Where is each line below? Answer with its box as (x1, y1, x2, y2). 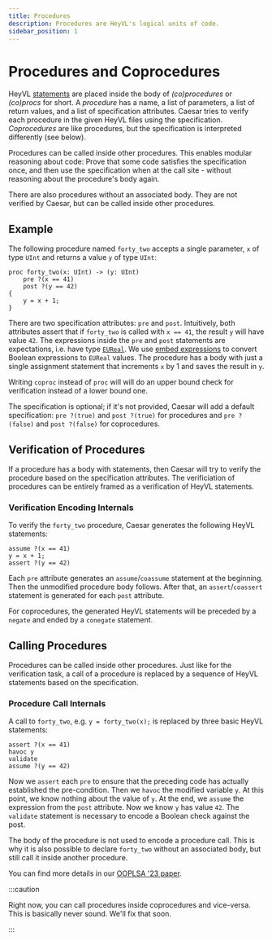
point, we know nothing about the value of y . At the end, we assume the (8, 794, 244, 803)
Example (8, 222, 54, 236)
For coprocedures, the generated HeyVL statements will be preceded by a (8, 606, 257, 616)
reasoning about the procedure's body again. (8, 174, 160, 184)
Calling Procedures (8, 639, 108, 653)
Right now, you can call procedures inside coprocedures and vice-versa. (8, 900, 252, 910)
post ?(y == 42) (23, 283, 79, 291)
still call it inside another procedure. (8, 853, 128, 863)
